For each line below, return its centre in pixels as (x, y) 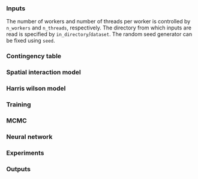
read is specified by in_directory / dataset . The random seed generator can (99, 34)
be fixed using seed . (31, 41)
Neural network (29, 136)
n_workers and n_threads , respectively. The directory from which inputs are (99, 28)
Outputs (19, 169)
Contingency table (34, 56)
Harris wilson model (36, 88)
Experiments (25, 153)
